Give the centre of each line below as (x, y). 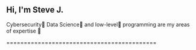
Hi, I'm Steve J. (35, 10)
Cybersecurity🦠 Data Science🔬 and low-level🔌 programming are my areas (98, 24)
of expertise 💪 (24, 31)
